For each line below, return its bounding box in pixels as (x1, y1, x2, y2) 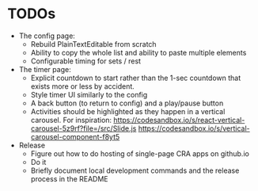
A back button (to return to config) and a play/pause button (30, 98, 224, 108)
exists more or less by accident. (30, 81, 135, 91)
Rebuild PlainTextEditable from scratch (30, 39, 157, 48)
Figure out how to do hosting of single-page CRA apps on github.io (30, 148, 250, 159)
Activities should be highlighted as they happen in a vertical (30, 106, 226, 116)
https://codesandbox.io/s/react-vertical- (113, 115, 245, 124)
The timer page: (18, 64, 72, 74)
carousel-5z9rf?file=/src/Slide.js (30, 124, 137, 133)
